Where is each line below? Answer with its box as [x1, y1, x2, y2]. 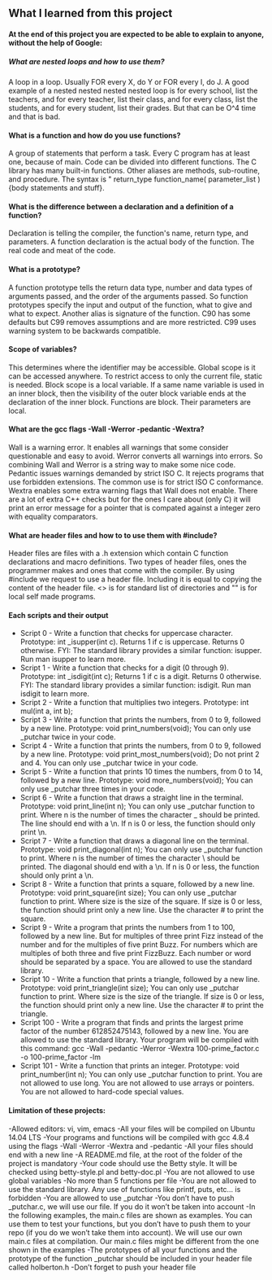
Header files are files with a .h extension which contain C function [8, 549, 229, 559]
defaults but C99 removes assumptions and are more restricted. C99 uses [8, 317, 257, 327]
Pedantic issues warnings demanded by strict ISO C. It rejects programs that [8, 468, 265, 478]
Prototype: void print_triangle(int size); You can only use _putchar [19, 983, 240, 993]
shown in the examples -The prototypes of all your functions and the [8, 1245, 238, 1255]
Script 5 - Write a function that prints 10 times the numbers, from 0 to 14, [19, 767, 263, 777]
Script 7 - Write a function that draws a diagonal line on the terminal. [19, 836, 249, 846]
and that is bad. [8, 112, 61, 121]
